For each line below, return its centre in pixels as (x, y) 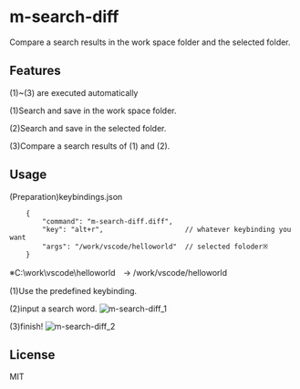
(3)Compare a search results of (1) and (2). (90, 146)
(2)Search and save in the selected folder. (88, 128)
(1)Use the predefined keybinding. (73, 290)
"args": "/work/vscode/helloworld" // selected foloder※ (155, 247)
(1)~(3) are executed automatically (74, 92)
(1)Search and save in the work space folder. (93, 110)
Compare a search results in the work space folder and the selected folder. (150, 42)
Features (35, 71)
